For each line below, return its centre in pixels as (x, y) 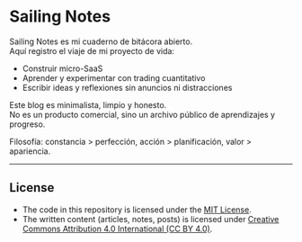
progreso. (27, 124)
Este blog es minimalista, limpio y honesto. (88, 104)
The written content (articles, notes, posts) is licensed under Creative (151, 219)
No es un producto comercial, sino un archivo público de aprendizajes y (142, 114)
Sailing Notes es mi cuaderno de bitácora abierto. (101, 41)
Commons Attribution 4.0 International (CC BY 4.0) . (117, 229)
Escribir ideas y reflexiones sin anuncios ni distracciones (127, 87)
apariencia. (30, 151)
